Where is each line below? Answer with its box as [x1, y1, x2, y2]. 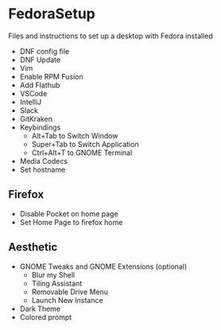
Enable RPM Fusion [19, 72, 83, 81]
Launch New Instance [31, 295, 103, 305]
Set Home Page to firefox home [19, 217, 123, 227]
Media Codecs [19, 156, 68, 165]
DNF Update [19, 55, 61, 64]
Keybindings [19, 122, 61, 132]
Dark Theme [19, 304, 61, 313]
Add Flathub [19, 80, 60, 90]
